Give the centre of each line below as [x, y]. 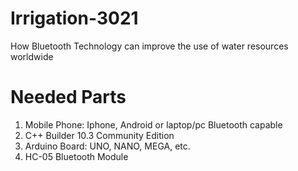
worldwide [32, 56]
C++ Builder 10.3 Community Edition [99, 135]
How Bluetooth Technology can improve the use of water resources [149, 46]
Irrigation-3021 [74, 18]
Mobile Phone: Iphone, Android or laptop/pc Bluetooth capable [153, 124]
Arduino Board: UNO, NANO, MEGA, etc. [107, 146]
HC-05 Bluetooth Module [76, 156]
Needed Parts [68, 97]
